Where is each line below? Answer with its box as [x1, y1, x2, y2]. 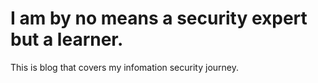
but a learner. [10, 28, 124, 51]
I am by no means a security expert [10, 7, 308, 30]
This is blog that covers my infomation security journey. [10, 61, 240, 73]
